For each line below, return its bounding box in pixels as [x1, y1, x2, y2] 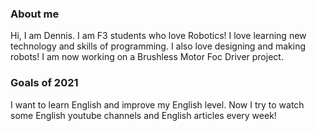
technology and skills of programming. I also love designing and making [10, 40, 307, 52]
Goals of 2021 [10, 76, 79, 90]
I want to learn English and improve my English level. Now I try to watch [10, 98, 305, 111]
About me [10, 7, 60, 21]
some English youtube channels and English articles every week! [10, 109, 277, 121]
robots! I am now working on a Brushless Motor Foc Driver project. [10, 51, 284, 63]
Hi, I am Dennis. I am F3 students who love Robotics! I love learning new [10, 30, 307, 42]
